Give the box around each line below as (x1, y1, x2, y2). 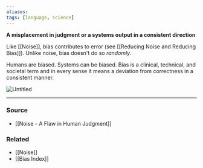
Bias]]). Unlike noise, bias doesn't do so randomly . (6, 49, 132, 56)
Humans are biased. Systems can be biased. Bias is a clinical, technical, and (6, 61, 196, 68)
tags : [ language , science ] (6, 15, 74, 21)
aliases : (6, 8, 28, 15)
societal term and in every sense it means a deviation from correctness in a (6, 67, 193, 74)
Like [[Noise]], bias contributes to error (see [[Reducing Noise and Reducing (6, 43, 196, 50)
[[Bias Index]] (14, 155, 50, 163)
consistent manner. (6, 74, 54, 81)
